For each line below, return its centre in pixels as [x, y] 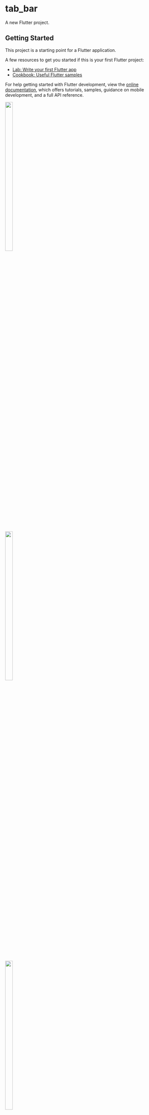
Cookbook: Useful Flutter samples [47, 75]
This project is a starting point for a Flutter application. [61, 50]
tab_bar [22, 9]
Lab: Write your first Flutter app [44, 69]
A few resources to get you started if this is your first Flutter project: [74, 60]
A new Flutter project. [27, 22]
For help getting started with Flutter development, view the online [72, 84]
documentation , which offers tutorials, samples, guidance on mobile [74, 90]
